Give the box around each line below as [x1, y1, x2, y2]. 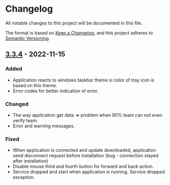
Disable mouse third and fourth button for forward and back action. [12, 164, 154, 170]
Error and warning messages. [12, 123, 75, 129]
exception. [12, 174, 35, 180]
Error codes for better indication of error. [12, 88, 99, 94]
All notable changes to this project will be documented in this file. [5, 20, 143, 26]
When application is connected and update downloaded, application [12, 147, 156, 153]
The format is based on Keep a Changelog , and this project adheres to [5, 30, 153, 36]
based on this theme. [12, 82, 58, 88]
